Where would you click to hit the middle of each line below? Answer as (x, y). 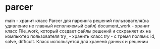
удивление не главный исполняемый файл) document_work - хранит (78, 25)
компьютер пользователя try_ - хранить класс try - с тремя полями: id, (80, 36)
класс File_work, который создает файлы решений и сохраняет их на (78, 31)
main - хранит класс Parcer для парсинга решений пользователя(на (77, 21)
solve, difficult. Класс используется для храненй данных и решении (77, 41)
